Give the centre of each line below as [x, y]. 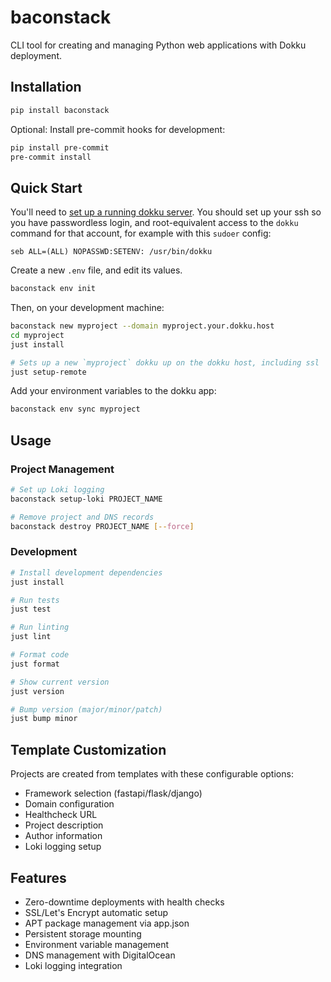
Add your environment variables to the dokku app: [113, 391]
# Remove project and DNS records [82, 517]
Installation [46, 87]
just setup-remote [48, 372]
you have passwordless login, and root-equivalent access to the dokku [154, 223]
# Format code [40, 655]
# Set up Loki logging [57, 490]
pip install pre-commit [60, 147]
